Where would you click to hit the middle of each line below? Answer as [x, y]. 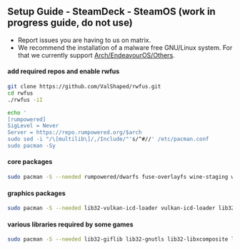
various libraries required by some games [70, 224]
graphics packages [36, 193]
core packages [30, 162]
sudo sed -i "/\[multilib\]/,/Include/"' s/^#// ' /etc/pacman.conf [108, 139]
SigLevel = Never [33, 126]
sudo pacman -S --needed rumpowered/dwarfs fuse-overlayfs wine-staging [118, 177]
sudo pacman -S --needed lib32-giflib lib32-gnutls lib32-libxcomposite [118, 239]
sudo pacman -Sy [31, 146]
